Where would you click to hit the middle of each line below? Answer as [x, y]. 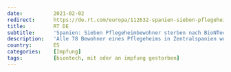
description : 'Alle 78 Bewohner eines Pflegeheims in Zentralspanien [112, 39]
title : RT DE [38, 26]
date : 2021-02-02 [46, 13]
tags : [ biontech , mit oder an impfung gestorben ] [93, 58]
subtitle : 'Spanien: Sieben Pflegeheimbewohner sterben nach [104, 33]
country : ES [33, 45]
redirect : [21, 20]
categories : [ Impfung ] [44, 52]
